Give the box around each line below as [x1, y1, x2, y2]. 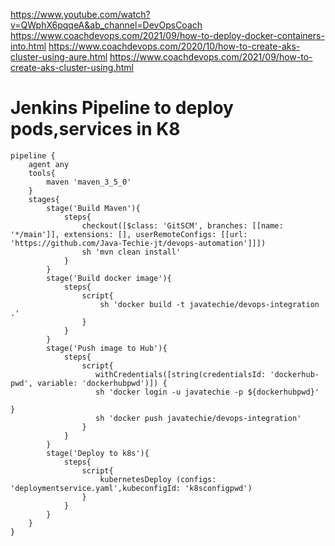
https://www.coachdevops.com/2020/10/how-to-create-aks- [48, 40, 301, 52]
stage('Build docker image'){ [46, 273, 172, 283]
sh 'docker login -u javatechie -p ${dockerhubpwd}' [95, 387, 320, 397]
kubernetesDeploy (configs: [99, 474, 217, 484]
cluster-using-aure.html [10, 51, 108, 63]
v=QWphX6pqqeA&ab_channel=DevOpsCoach [10, 19, 203, 31]
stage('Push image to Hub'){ [46, 343, 168, 353]
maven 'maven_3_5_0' [46, 177, 132, 187]
